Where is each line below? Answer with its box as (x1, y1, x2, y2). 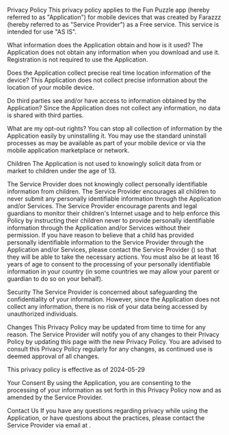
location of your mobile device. (7, 84, 94, 91)
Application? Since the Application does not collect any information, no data (7, 104, 221, 112)
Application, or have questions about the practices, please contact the (7, 414, 205, 422)
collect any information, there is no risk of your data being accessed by (7, 303, 208, 310)
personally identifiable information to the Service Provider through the (7, 238, 204, 246)
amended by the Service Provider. (7, 393, 103, 401)
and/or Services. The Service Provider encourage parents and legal (7, 202, 198, 210)
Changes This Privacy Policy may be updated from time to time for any (7, 323, 206, 331)
